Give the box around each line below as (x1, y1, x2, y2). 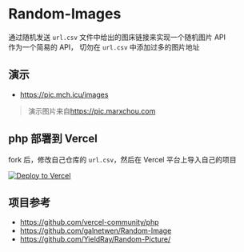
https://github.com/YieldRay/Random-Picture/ (19, 234, 171, 244)
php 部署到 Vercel (8, 132, 98, 146)
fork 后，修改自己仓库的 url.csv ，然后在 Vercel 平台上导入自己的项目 (8, 154, 237, 164)
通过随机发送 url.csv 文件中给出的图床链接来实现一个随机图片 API (8, 32, 226, 42)
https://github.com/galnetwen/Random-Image (19, 226, 172, 236)
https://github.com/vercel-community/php (19, 218, 159, 227)
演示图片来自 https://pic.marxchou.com (27, 106, 156, 116)
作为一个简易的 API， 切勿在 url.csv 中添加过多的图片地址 (8, 42, 200, 52)
